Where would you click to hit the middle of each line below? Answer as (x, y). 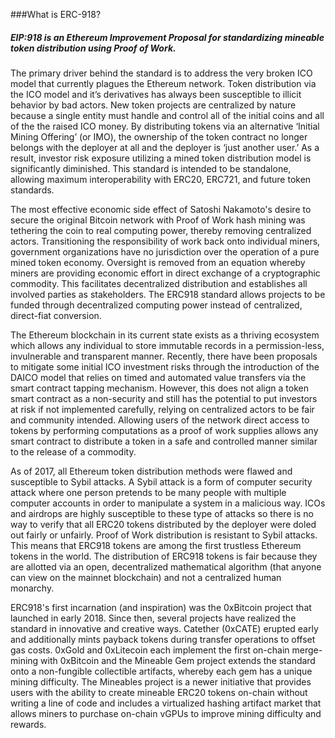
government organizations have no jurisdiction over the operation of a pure (165, 251)
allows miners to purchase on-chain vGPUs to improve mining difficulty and (166, 713)
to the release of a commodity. (73, 451)
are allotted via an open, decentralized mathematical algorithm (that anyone (166, 566)
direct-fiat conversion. (56, 315)
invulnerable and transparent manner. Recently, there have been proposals (164, 356)
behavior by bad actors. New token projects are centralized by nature (153, 105)
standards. (32, 190)
